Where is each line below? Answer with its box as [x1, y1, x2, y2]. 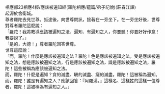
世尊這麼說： [5, 47, 31, 53]
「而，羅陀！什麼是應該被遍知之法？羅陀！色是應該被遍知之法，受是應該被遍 [5, 53, 160, 59]
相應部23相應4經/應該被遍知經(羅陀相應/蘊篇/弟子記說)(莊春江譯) [5, 4, 136, 10]
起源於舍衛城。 [5, 10, 35, 16]
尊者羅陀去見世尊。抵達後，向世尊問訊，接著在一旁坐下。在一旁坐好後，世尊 [5, 17, 160, 22]
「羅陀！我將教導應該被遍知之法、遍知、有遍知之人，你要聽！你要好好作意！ [5, 29, 160, 34]
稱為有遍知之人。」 [35, 84, 72, 90]
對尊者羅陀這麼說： [5, 23, 44, 28]
